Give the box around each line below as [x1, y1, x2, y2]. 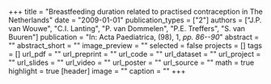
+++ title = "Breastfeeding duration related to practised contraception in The [8, 7, 263, 16]
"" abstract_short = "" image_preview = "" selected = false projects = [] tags [8, 41, 263, 50]
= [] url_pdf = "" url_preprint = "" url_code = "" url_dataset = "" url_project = [8, 50, 261, 58]
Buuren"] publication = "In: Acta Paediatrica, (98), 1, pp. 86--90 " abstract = [8, 32, 260, 42]
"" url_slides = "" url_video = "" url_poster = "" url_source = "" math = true [8, 58, 255, 67]
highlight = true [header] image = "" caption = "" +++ [8, 66, 186, 75]
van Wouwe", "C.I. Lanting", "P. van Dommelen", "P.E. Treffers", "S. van [8, 24, 245, 33]
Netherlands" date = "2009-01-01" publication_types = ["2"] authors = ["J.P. [8, 15, 262, 25]
